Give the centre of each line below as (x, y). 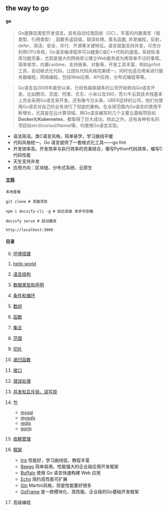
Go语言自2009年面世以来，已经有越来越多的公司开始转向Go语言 (84, 88)
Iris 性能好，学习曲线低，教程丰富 (55, 460)
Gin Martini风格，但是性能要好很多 (56, 485)
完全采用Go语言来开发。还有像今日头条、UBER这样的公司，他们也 (91, 100)
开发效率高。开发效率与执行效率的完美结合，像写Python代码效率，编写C (88, 148)
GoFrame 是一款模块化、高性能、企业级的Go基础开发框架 (80, 492)
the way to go (27, 8)
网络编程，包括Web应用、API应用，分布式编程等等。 (94, 77)
